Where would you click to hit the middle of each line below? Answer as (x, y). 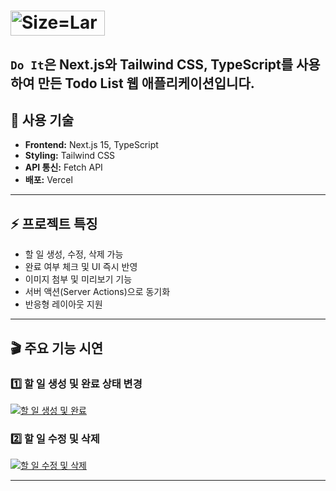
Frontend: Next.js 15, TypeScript (91, 145)
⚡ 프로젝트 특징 (54, 223)
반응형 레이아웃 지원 (63, 304)
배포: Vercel (48, 180)
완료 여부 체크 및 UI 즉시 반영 (81, 267)
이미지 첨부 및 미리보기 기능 (78, 279)
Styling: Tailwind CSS (70, 156)
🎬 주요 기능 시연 (57, 348)
